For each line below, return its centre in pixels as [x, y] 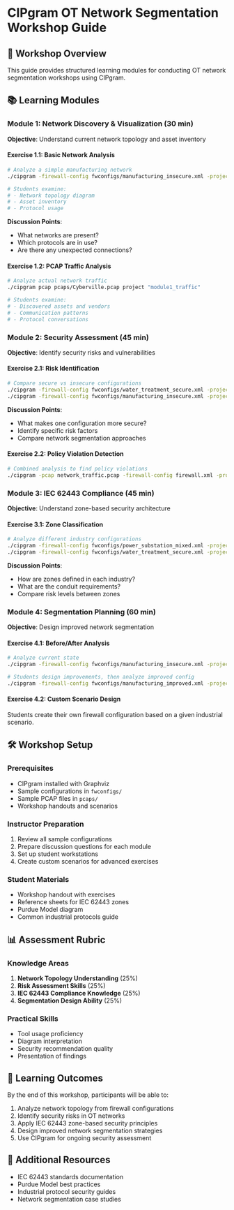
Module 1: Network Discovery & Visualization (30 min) [100, 124]
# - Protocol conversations [48, 319]
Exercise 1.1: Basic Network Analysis [61, 155]
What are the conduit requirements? [69, 586]
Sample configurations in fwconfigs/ [70, 791]
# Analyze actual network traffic [57, 281]
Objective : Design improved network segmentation [81, 627]
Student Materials [38, 879]
